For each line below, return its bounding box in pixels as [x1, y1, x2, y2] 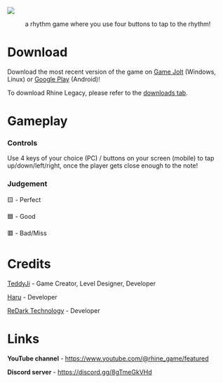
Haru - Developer [7, 293, 58, 301]
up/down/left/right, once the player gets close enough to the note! [7, 161, 198, 170]
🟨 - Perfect [7, 195, 41, 203]
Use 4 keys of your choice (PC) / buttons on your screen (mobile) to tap [7, 154, 215, 163]
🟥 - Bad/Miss [7, 229, 47, 237]
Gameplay [7, 113, 68, 129]
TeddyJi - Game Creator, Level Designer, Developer [7, 279, 156, 288]
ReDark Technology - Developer [7, 306, 100, 315]
